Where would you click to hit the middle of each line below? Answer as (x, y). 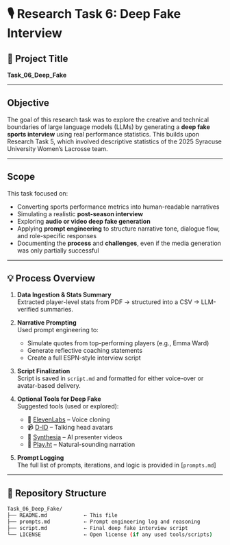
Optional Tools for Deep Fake (59, 399)
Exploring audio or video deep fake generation (84, 221)
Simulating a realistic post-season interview (80, 213)
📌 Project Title (38, 59)
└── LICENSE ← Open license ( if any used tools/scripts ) (110, 534)
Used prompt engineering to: (58, 330)
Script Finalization (43, 371)
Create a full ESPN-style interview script (84, 358)
